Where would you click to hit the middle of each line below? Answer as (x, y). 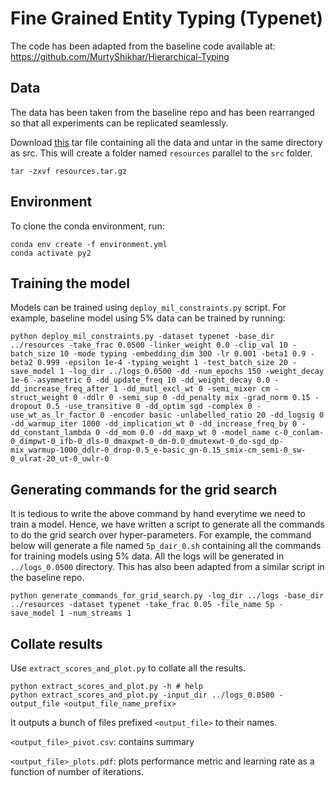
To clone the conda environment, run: (87, 226)
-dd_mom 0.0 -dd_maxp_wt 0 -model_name (187, 433)
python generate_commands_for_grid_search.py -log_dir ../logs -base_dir (167, 596)
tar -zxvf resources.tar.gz (69, 171)
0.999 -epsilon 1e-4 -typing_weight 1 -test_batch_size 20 (162, 363)
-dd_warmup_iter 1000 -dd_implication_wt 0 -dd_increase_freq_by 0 (154, 424)
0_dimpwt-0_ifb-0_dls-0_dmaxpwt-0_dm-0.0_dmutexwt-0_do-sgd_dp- (147, 442)
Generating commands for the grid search (144, 489)
